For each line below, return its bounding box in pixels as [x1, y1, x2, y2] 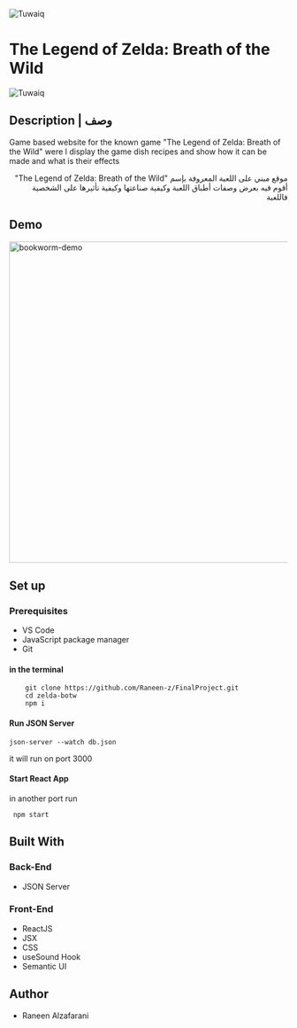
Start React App [9, 774, 69, 784]
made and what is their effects [9, 155, 120, 166]
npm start [12, 810, 49, 819]
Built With [9, 834, 65, 850]
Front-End [9, 903, 54, 915]
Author [9, 986, 49, 1001]
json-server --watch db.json [9, 737, 117, 746]
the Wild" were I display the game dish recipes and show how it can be [9, 146, 268, 157]
